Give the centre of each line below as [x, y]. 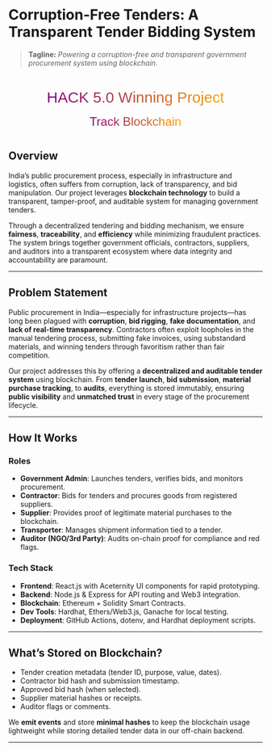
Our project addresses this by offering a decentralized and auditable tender [135, 371]
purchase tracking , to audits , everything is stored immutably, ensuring [126, 388]
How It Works [43, 438]
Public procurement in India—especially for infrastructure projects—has [127, 312]
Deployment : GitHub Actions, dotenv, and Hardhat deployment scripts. [138, 620]
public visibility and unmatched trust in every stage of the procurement [129, 396]
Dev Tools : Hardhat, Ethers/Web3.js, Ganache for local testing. [124, 611]
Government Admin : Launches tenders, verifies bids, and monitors [131, 479]
